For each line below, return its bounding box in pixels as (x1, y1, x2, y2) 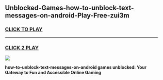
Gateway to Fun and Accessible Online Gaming (5, 69, 101, 75)
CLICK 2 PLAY (5, 44, 39, 51)
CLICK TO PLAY (5, 26, 43, 33)
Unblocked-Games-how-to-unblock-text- (5, 4, 134, 12)
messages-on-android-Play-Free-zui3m (5, 12, 130, 20)
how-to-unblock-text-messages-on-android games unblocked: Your (5, 64, 147, 70)
